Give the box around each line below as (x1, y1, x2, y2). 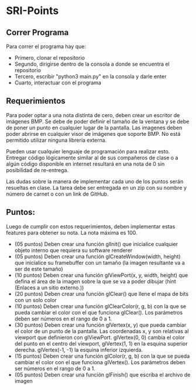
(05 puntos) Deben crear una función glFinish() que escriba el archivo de (14, 371, 191, 378)
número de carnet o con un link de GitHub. (6, 190, 109, 197)
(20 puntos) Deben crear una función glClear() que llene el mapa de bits (14, 290, 189, 297)
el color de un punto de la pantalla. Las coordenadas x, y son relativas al (14, 327, 189, 334)
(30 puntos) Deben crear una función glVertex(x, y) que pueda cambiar (14, 321, 187, 329)
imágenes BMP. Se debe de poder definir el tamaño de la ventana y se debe (6, 118, 190, 125)
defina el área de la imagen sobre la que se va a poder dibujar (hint (14, 278, 177, 285)
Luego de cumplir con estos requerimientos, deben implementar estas (6, 223, 176, 230)
